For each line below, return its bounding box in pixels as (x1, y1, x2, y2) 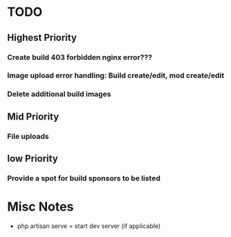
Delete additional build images (7, 89, 111, 99)
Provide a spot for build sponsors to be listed (7, 173, 160, 183)
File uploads (7, 131, 50, 141)
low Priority (7, 153, 59, 164)
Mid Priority (7, 111, 59, 122)
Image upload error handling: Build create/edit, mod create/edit (7, 70, 225, 80)
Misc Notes (7, 199, 74, 215)
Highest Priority (7, 32, 77, 44)
